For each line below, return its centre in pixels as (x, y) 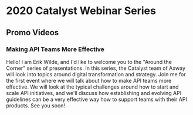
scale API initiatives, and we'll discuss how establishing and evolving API (94, 93)
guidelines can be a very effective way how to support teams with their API (97, 99)
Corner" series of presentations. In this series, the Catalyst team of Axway (96, 68)
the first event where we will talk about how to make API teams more (89, 80)
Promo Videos (33, 33)
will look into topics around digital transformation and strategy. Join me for (96, 74)
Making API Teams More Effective (55, 49)
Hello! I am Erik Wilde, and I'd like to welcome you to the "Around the (89, 62)
